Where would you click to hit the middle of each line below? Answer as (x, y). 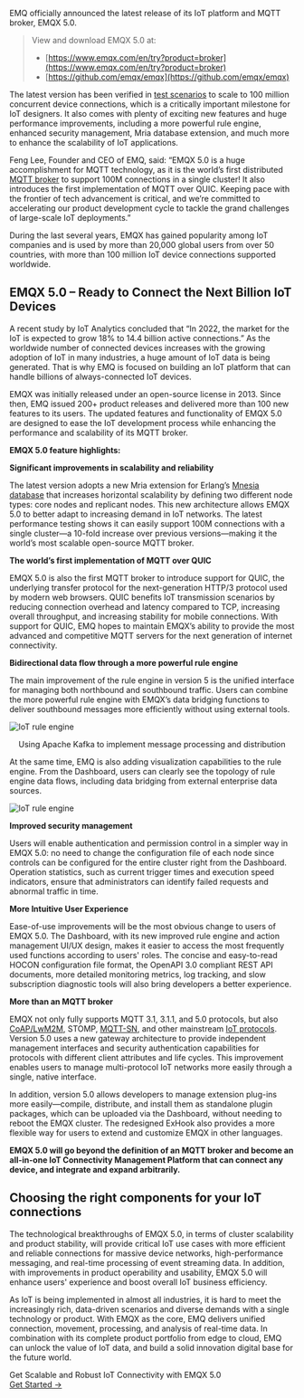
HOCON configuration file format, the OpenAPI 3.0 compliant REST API (141, 965)
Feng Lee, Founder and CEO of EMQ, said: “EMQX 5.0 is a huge (128, 160)
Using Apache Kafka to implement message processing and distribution (152, 744)
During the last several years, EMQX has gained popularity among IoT (139, 235)
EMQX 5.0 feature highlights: (65, 450)
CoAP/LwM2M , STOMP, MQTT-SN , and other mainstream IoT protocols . (143, 1028)
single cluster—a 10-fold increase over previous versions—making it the (143, 533)
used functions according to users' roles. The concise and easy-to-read (143, 955)
